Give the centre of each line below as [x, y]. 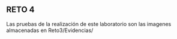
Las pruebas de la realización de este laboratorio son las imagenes [89, 24]
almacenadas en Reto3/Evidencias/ [50, 30]
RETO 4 [20, 10]
